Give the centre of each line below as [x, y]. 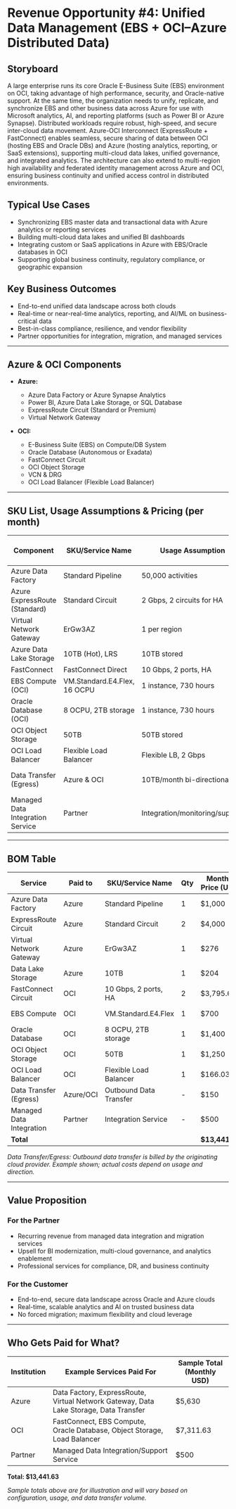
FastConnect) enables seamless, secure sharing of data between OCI [108, 138]
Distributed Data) [59, 43]
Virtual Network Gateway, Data [103, 1401]
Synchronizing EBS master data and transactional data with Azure [113, 222]
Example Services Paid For [111, 1372]
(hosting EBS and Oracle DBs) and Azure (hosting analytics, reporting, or [112, 145]
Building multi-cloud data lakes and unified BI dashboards [101, 236]
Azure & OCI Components [64, 365]
